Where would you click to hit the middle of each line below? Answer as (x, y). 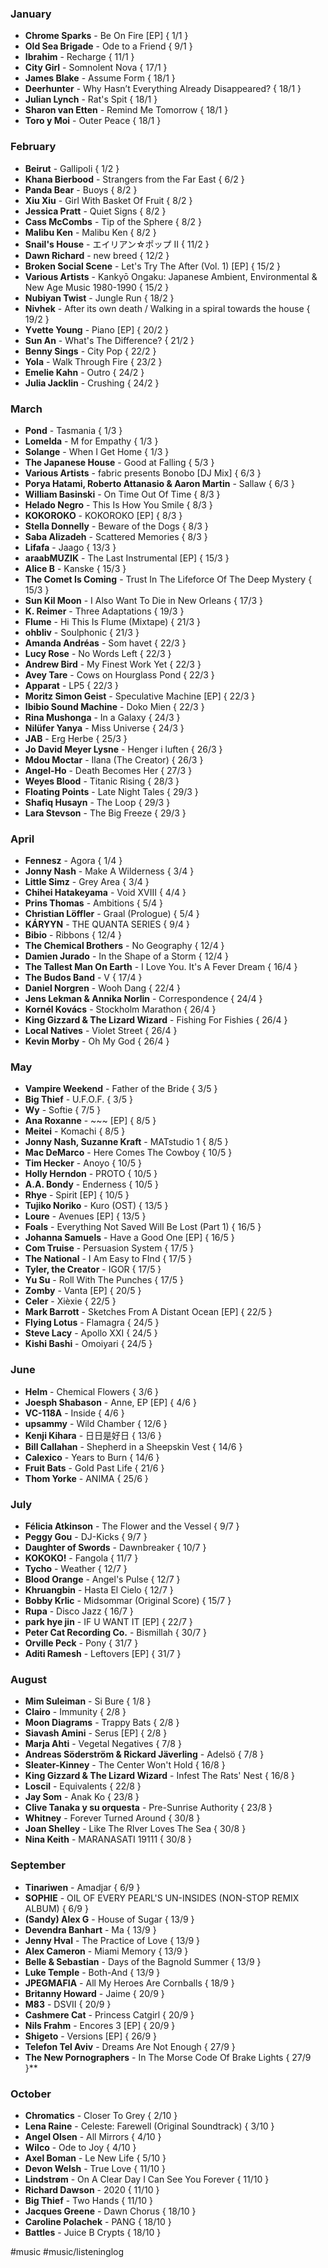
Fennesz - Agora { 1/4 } (73, 861)
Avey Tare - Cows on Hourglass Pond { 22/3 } (119, 674)
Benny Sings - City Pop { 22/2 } (90, 351)
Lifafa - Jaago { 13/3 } (70, 547)
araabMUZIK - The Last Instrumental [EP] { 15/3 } (127, 558)
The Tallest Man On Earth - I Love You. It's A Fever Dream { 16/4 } (161, 967)
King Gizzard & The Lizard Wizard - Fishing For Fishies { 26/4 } (156, 1020)
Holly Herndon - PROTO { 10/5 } (91, 1174)
